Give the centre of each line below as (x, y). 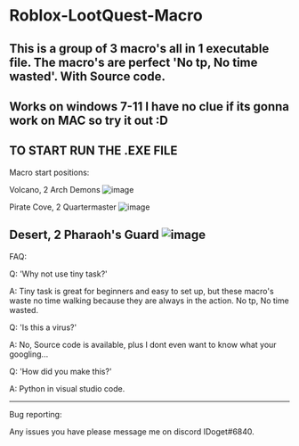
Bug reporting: (36, 414)
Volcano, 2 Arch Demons (55, 189)
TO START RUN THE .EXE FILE (93, 151)
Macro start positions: (49, 172)
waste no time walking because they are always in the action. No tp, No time (149, 301)
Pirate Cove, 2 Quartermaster (63, 207)
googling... (29, 354)
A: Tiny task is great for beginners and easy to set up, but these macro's (141, 291)
